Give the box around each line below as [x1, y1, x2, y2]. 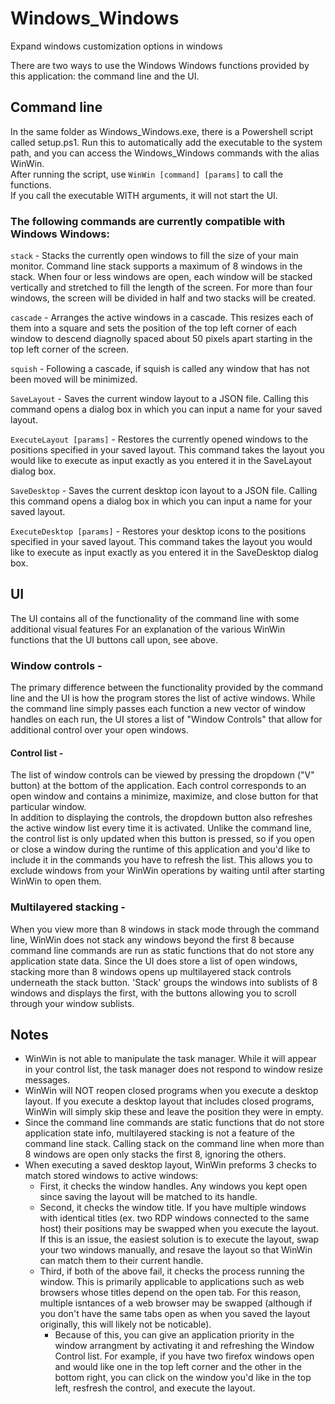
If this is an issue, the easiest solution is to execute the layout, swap [39, 1233, 320, 1246]
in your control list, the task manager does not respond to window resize [24, 1063, 323, 1076]
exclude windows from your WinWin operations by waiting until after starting [10, 865, 325, 877]
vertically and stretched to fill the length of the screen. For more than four [10, 282, 313, 294]
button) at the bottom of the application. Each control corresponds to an [10, 780, 307, 792]
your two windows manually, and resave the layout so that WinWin [39, 1244, 313, 1256]
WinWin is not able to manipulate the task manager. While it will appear [24, 1053, 317, 1065]
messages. [24, 1074, 71, 1086]
